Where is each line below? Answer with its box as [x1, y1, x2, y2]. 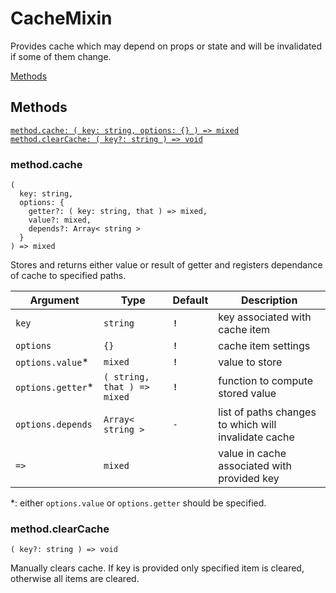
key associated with [218, 310, 312, 324]
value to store [218, 355, 283, 369]
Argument [29, 293, 80, 307]
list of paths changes [218, 405, 317, 419]
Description [240, 293, 298, 307]
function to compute [218, 374, 314, 388]
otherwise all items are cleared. [10, 573, 140, 585]
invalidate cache [218, 430, 295, 444]
